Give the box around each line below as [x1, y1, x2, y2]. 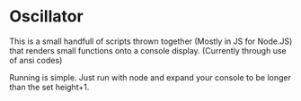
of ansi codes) [9, 55, 63, 65]
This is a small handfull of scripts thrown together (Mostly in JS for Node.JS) [9, 36, 293, 46]
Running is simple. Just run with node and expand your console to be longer [9, 72, 292, 82]
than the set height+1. [9, 81, 90, 92]
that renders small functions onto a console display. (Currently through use [9, 45, 287, 55]
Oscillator [9, 6, 84, 27]
